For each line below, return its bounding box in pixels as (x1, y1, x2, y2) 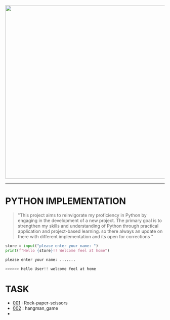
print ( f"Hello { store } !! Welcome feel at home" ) (5, 248, 110, 253)
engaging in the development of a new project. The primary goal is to (17, 217, 162, 224)
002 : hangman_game (12, 305, 58, 311)
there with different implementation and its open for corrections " (17, 233, 153, 239)
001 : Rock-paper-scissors (12, 300, 68, 306)
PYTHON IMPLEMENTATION (5, 195, 126, 207)
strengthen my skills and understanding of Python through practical (17, 223, 159, 229)
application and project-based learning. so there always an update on (17, 228, 163, 234)
